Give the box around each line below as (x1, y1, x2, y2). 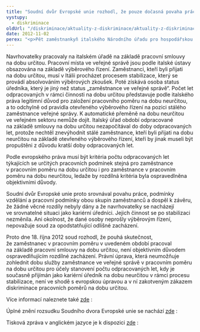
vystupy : (6, 14, 28, 20)
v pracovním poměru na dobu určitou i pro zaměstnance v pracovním (6, 166, 176, 173)
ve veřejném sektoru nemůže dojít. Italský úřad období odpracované (6, 116, 174, 123)
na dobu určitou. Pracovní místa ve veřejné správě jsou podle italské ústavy (6, 59, 192, 66)
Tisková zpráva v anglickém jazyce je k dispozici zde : (6, 319, 139, 326)
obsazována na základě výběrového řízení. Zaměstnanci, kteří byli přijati (6, 66, 183, 72)
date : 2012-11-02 (6, 31, 49, 37)
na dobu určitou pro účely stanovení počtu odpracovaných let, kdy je (6, 265, 175, 272)
